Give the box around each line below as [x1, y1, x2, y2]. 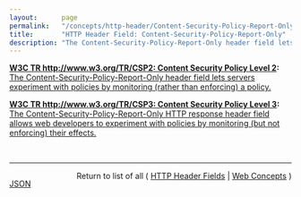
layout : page [9, 13, 78, 22]
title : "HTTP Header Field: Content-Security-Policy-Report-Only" [9, 30, 287, 39]
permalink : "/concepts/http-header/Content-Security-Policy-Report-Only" [9, 21, 298, 30]
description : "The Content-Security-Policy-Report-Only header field [9, 38, 275, 47]
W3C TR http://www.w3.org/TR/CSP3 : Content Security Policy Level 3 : [9, 99, 280, 110]
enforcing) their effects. [9, 127, 97, 139]
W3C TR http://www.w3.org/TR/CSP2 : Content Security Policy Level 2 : [9, 63, 279, 73]
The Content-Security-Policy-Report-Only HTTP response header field [9, 108, 271, 119]
